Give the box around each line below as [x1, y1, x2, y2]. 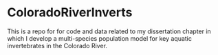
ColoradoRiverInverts [7, 5, 133, 20]
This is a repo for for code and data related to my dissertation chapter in [7, 27, 211, 35]
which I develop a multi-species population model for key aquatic [7, 34, 193, 42]
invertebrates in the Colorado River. [7, 41, 108, 50]
